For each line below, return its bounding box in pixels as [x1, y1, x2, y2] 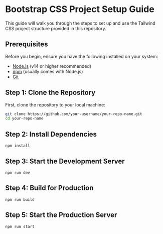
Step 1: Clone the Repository [5, 88, 96, 97]
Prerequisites [5, 40, 48, 49]
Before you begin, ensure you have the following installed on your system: [5, 53, 158, 59]
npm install [5, 143, 30, 149]
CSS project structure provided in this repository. [5, 25, 106, 31]
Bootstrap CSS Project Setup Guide [5, 4, 154, 15]
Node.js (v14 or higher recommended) [12, 63, 92, 69]
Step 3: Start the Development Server [5, 157, 125, 165]
